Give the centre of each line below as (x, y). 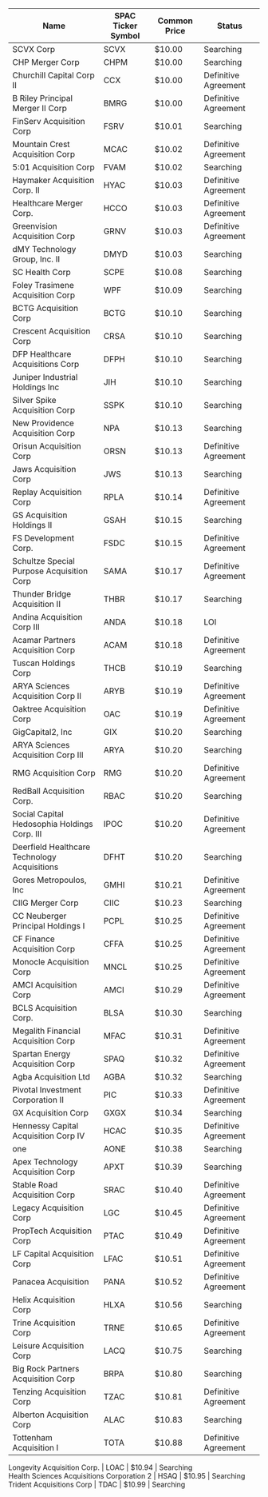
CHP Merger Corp (46, 62)
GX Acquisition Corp (51, 1113)
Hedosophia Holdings (53, 824)
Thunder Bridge (42, 594)
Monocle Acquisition (51, 962)
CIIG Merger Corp (45, 903)
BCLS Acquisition (45, 1008)
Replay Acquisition (47, 492)
